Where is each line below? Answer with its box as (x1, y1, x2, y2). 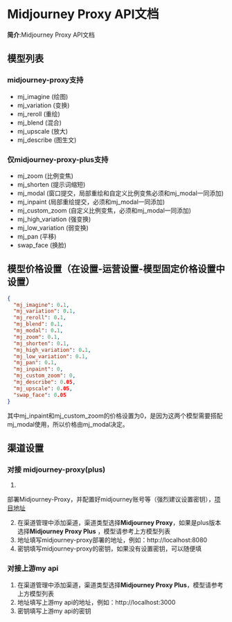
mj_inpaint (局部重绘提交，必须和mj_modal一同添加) (17, 197, 165, 206)
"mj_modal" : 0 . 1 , (13, 327, 64, 335)
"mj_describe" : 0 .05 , (13, 379, 76, 386)
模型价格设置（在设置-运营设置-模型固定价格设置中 (7, 263, 225, 275)
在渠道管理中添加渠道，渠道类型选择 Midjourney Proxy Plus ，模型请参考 (17, 580, 224, 589)
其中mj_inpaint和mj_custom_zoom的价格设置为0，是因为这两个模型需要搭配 (7, 411, 223, 420)
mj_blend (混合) (17, 118, 62, 127)
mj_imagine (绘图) (17, 92, 69, 100)
